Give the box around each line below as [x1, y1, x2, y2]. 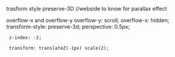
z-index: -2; [8, 35, 42, 41]
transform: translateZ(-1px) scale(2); [8, 45, 110, 51]
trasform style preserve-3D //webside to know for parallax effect [6, 5, 167, 12]
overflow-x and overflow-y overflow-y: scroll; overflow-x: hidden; [6, 17, 170, 23]
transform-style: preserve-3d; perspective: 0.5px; [6, 23, 130, 30]
